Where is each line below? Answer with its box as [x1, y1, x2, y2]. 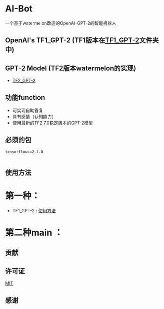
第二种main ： [5, 227, 63, 238]
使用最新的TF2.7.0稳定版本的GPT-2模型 [12, 120, 93, 126]
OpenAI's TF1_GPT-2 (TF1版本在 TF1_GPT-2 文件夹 [5, 36, 159, 45]
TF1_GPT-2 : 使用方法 [12, 208, 56, 214]
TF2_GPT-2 [12, 78, 36, 84]
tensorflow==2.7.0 [5, 149, 43, 154]
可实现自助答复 [12, 107, 43, 113]
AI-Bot [5, 3, 33, 14]
